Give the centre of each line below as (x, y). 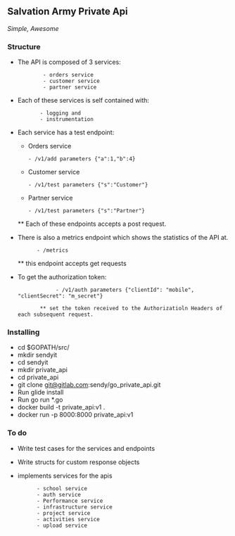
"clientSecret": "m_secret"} (60, 296)
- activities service (68, 519)
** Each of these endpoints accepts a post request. (92, 224)
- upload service (62, 525)
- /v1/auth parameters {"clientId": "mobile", (125, 290)
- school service (62, 488)
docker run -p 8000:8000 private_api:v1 (75, 415)
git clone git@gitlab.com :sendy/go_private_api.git (89, 385)
